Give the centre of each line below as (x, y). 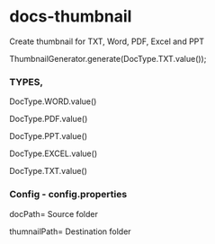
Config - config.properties (68, 195)
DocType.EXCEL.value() (53, 153)
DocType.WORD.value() (53, 101)
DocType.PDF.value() (49, 119)
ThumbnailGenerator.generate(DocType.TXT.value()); (108, 58)
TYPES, (26, 82)
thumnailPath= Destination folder (71, 231)
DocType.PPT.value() (49, 136)
